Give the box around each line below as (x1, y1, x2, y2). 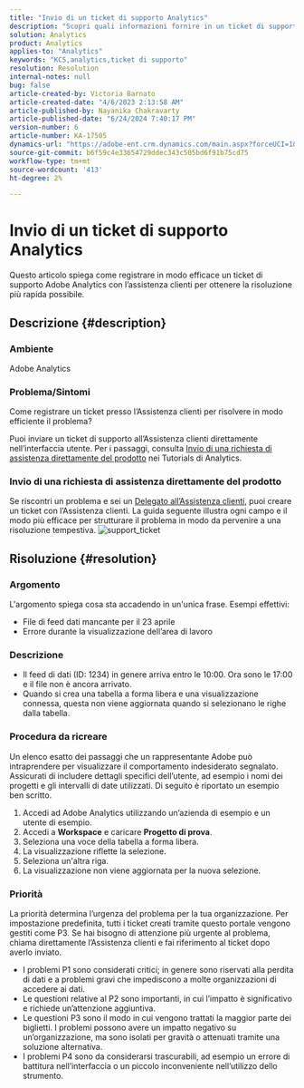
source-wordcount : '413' (9, 165, 103, 174)
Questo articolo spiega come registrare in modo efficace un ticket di (9, 269, 263, 281)
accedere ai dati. (22, 984, 86, 995)
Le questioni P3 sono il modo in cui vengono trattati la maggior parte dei (22, 1013, 292, 1024)
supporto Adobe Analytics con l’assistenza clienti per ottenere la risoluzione (9, 279, 292, 290)
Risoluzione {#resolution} (9, 550, 157, 567)
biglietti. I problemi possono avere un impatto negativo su (22, 1022, 237, 1034)
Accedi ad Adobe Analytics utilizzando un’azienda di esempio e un (22, 807, 271, 818)
